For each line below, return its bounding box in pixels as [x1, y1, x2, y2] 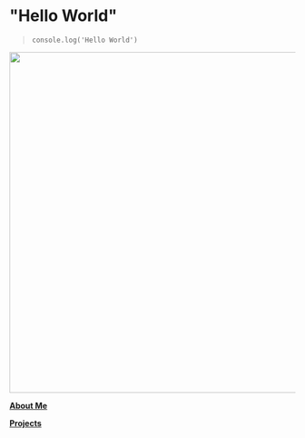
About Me [9, 400, 48, 411]
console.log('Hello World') [31, 35, 138, 45]
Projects [9, 417, 43, 428]
